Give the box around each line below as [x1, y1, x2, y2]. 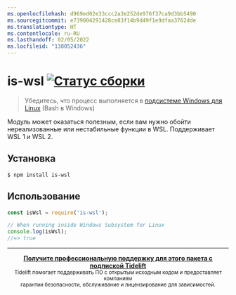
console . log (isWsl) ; [7, 228, 68, 235]
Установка [7, 152, 56, 165]
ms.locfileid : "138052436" [7, 43, 86, 50]
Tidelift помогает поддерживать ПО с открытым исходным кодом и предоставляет [13, 269, 223, 276]
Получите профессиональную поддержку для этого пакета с [23, 254, 213, 263]
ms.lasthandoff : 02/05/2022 [7, 37, 90, 44]
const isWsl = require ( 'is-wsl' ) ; [7, 209, 109, 216]
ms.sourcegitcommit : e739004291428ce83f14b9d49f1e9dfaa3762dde [7, 17, 197, 24]
